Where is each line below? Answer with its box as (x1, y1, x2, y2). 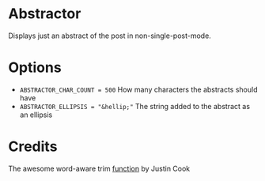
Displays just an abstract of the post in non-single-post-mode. (8, 31, 211, 40)
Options (8, 58, 62, 77)
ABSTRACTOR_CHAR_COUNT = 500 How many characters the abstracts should (19, 85, 259, 94)
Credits (8, 138, 58, 156)
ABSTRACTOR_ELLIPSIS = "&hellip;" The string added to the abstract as (19, 101, 251, 111)
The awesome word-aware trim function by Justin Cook (8, 164, 191, 173)
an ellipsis (19, 110, 53, 119)
